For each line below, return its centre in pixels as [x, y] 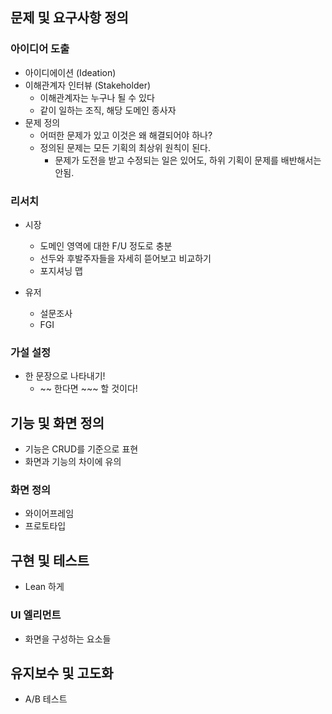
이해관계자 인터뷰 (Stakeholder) [88, 85]
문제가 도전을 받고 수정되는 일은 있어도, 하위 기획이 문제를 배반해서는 [188, 160]
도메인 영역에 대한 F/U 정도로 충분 [106, 245]
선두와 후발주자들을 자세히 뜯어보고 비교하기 [125, 258]
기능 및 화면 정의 [57, 423]
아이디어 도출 [40, 49]
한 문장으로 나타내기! [65, 376]
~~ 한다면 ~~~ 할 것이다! [88, 389]
